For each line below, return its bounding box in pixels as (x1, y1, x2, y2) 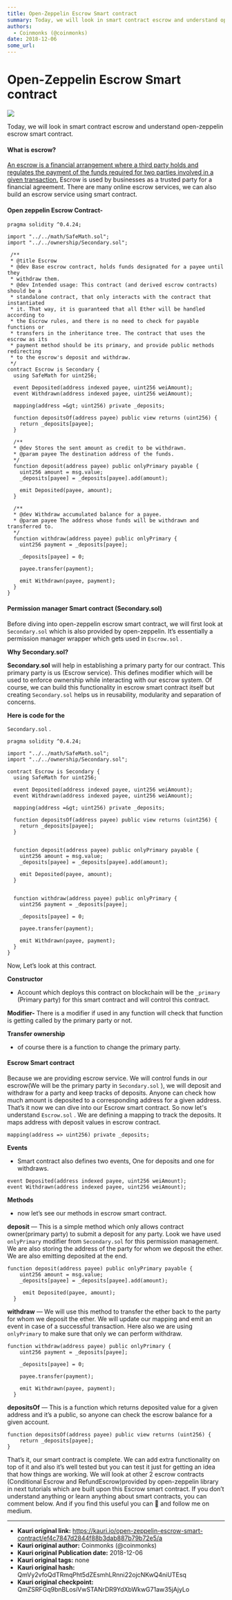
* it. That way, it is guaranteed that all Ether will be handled (10, 306, 206, 313)
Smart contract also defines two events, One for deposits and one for (17, 1157, 215, 1165)
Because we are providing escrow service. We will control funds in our (7, 1074, 208, 1082)
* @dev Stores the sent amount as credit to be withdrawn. (13, 445, 187, 452)
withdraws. (17, 1164, 50, 1172)
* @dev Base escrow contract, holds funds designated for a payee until (10, 264, 224, 271)
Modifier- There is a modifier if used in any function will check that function (7, 1008, 223, 1017)
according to (7, 312, 45, 319)
